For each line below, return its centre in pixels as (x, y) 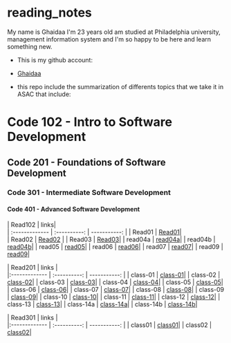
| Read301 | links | (33, 317)
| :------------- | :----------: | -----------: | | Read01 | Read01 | (94, 232)
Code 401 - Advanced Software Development (74, 210)
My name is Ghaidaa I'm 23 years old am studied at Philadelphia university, (114, 32)
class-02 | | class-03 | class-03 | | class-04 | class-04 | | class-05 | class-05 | (115, 282)
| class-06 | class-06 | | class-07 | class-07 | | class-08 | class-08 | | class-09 (116, 289)
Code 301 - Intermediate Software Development (89, 193)
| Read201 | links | (33, 267)
